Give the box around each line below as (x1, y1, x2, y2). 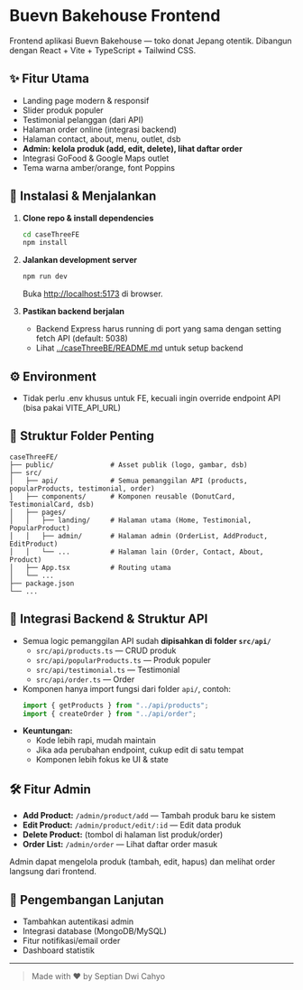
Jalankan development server (22, 255, 138, 266)
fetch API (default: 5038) (35, 333, 128, 344)
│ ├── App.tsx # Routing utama (9, 563, 171, 572)
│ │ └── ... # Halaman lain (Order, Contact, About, (9, 547, 264, 556)
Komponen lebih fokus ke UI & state (35, 754, 169, 765)
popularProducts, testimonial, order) (9, 484, 155, 493)
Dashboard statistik (22, 945, 95, 956)
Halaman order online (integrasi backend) (22, 124, 178, 135)
